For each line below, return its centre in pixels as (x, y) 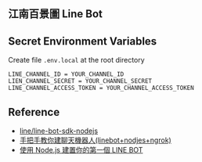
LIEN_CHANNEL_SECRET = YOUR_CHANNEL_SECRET (80, 81)
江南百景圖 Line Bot (56, 14)
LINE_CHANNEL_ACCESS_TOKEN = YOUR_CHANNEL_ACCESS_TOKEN (101, 88)
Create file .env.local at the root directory (76, 60)
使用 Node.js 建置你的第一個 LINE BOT (81, 150)
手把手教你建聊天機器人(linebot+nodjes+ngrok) (96, 140)
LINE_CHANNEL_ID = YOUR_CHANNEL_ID (66, 74)
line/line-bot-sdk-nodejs (59, 131)
